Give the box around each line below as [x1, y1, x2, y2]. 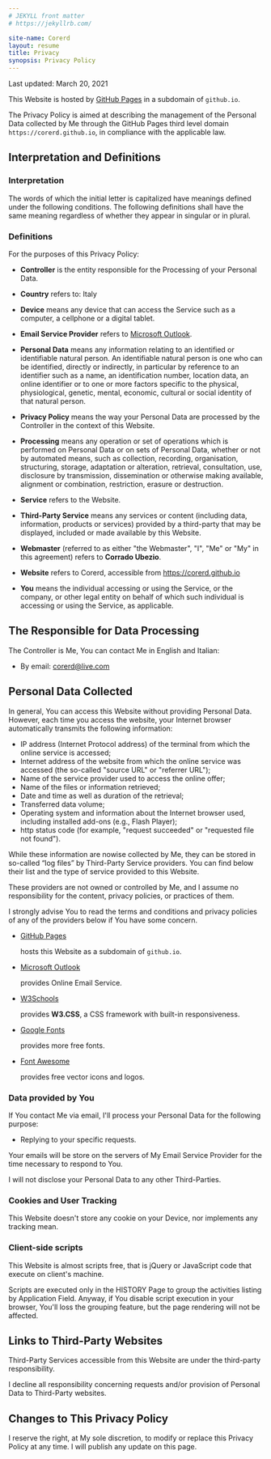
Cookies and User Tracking [8, 1194, 117, 1206]
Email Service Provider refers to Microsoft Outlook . [19, 329, 193, 338]
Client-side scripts [8, 1242, 83, 1253]
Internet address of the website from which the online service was [19, 756, 241, 766]
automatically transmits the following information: [8, 723, 173, 733]
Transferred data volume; [19, 799, 105, 809]
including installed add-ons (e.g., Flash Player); [19, 816, 178, 826]
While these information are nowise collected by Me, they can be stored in [8, 849, 256, 859]
